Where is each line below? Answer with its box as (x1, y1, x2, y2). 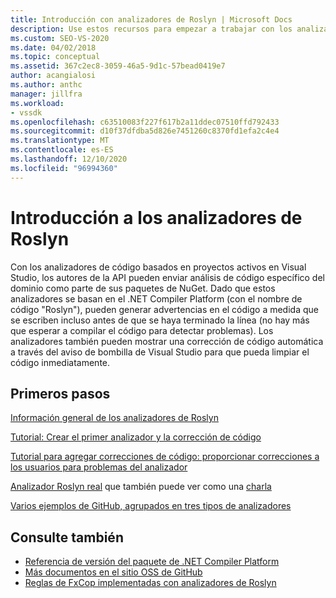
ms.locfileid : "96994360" (10, 163, 118, 173)
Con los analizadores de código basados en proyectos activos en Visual (10, 261, 307, 273)
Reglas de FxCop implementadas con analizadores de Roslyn (24, 577, 277, 589)
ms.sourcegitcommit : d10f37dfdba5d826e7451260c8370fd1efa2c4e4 (10, 126, 280, 136)
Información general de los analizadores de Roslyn (10, 412, 219, 424)
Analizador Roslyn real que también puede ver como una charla (10, 481, 272, 493)
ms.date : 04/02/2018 (10, 42, 97, 53)
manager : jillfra (10, 89, 83, 99)
